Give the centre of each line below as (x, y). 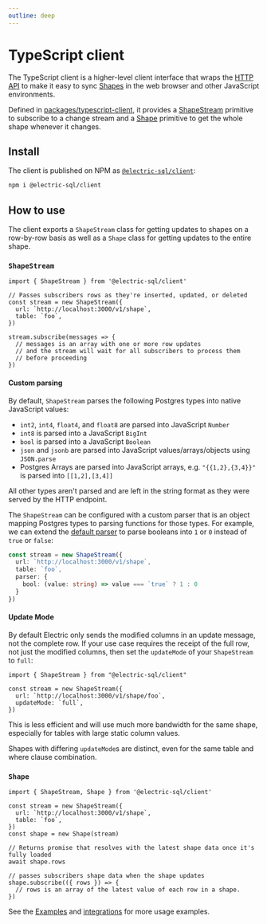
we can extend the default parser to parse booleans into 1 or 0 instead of (128, 532)
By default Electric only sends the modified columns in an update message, (132, 635)
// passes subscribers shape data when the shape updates (106, 876)
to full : (21, 660)
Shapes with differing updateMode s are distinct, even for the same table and (131, 748)
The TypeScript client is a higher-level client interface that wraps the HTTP (131, 77)
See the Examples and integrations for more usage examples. (109, 912)
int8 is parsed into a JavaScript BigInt (83, 433)
